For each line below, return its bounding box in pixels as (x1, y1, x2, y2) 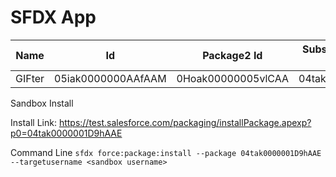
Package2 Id (202, 48, 263, 62)
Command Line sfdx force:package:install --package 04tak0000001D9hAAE (10, 146, 322, 158)
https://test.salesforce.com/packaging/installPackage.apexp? (58, 116, 312, 128)
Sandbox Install (10, 97, 74, 109)
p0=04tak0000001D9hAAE (10, 127, 123, 139)
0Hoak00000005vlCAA (176, 71, 290, 85)
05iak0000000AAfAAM (54, 71, 167, 85)
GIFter (15, 71, 45, 85)
